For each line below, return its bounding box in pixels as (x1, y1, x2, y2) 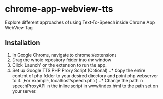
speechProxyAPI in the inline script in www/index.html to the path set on (12, 83, 158, 89)
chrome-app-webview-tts (5, 3, 114, 15)
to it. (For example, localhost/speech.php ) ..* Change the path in (12, 78, 143, 83)
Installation (5, 39, 40, 47)
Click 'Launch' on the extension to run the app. (12, 62, 107, 68)
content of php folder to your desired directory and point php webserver (12, 72, 158, 79)
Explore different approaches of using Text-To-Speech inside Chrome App (5, 20, 155, 25)
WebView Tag (5, 24, 33, 30)
